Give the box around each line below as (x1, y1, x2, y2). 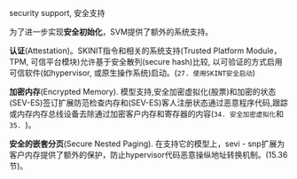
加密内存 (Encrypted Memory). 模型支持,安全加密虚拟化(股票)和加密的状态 (9, 87, 277, 97)
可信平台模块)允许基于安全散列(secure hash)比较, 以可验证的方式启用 (30, 57, 283, 66)
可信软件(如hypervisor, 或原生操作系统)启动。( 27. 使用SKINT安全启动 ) (9, 67, 255, 78)
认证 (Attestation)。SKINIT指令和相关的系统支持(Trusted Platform (9, 45, 245, 56)
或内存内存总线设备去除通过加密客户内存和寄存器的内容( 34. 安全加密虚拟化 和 (9, 109, 284, 119)
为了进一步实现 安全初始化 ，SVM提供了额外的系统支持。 (9, 27, 214, 37)
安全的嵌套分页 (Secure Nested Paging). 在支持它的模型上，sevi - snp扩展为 (9, 138, 285, 149)
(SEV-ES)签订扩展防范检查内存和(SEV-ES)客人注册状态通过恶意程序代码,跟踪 (9, 97, 288, 108)
